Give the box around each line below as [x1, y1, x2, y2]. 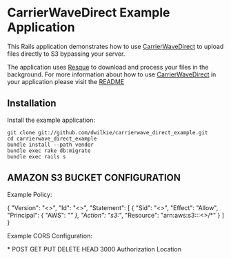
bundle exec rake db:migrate [7, 147, 91, 154]
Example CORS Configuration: [7, 231, 93, 240]
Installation [7, 98, 57, 110]
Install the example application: [7, 116, 95, 124]
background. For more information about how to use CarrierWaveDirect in [7, 70, 217, 79]
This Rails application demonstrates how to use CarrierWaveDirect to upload [7, 42, 224, 50]
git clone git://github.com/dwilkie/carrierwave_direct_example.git [7, 129, 208, 136]
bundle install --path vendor [7, 141, 94, 148]
